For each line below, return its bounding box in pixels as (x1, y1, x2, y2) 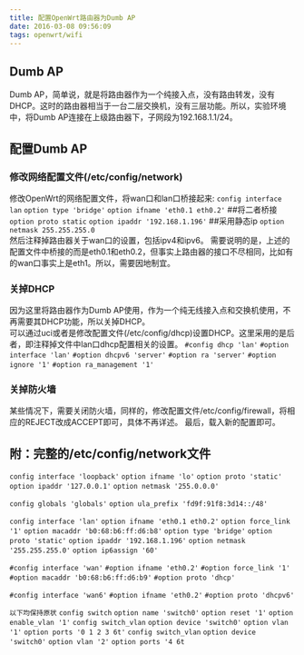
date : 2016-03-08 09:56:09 (9, 22, 112, 31)
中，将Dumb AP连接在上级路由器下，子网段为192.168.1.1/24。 (9, 112, 238, 123)
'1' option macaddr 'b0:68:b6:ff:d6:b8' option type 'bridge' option (9, 527, 272, 536)
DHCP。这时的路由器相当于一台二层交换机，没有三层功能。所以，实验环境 (9, 101, 287, 112)
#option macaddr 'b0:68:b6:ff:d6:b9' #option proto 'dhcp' (9, 573, 236, 582)
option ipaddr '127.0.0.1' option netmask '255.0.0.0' (9, 482, 220, 491)
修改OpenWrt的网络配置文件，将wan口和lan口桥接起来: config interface (9, 193, 283, 203)
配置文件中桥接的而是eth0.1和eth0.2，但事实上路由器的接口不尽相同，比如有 (9, 246, 294, 257)
